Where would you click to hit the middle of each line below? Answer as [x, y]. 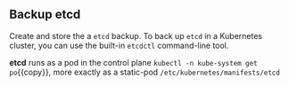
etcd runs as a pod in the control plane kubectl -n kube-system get [133, 62]
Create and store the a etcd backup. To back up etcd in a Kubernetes [136, 35]
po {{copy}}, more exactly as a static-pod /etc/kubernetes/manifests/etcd [145, 72]
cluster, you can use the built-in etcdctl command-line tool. [119, 45]
